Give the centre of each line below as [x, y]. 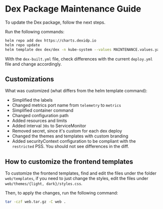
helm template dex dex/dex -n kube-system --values [58, 49]
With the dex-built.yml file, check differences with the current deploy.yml [79, 59]
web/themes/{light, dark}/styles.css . [44, 184]
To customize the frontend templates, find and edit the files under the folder [81, 173]
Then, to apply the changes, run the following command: [62, 193]
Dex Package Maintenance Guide [73, 9]
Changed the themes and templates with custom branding [70, 136]
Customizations [30, 79]
